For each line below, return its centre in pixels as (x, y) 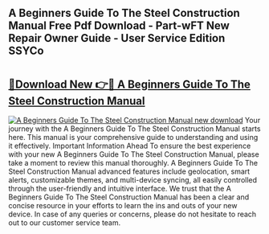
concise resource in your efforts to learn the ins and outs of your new (123, 205)
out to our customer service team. (65, 223)
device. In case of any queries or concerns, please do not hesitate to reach (132, 214)
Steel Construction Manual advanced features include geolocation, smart (129, 171)
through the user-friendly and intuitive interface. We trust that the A (120, 189)
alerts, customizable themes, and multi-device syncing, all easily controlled (133, 180)
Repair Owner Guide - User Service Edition (117, 38)
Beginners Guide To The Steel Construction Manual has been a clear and (129, 197)
